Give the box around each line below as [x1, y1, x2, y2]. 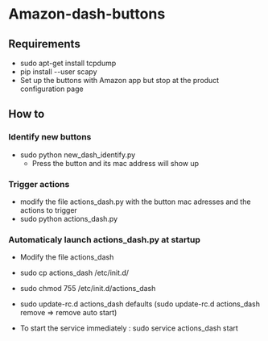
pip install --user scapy [19, 67, 98, 77]
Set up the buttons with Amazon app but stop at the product [19, 76, 220, 85]
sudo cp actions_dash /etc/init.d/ [19, 268, 130, 278]
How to [8, 107, 45, 121]
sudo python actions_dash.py [19, 214, 118, 223]
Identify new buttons [8, 131, 92, 143]
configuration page [19, 84, 84, 94]
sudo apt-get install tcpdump [19, 58, 117, 68]
